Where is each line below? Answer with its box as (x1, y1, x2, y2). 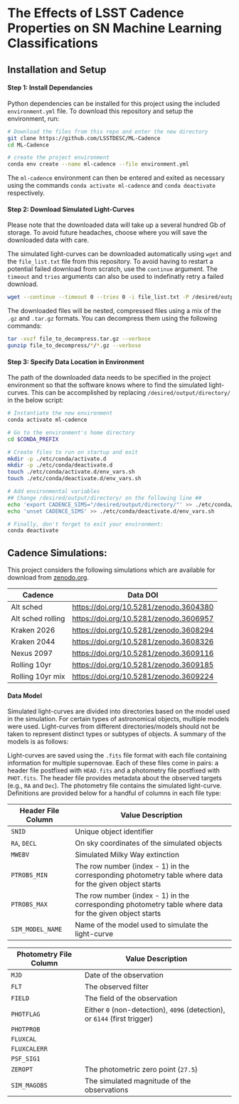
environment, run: (7, 114, 60, 122)
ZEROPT (11, 1066, 33, 1073)
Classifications (7, 36, 98, 51)
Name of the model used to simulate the (75, 920, 208, 930)
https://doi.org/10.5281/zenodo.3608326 (72, 637, 214, 647)
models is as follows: (7, 738, 69, 746)
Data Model (7, 691, 43, 700)
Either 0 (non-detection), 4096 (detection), (84, 1005, 225, 1015)
